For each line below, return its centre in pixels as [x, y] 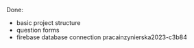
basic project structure [48, 23]
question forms [38, 30]
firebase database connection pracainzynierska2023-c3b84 [102, 37]
